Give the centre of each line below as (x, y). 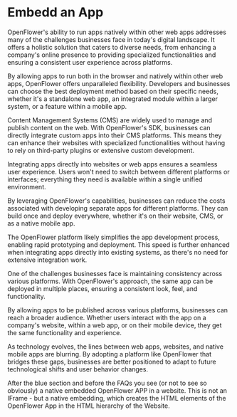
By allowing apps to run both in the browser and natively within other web (115, 76)
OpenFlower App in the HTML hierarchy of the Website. (89, 406)
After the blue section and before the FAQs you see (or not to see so (107, 383)
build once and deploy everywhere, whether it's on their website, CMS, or (115, 216)
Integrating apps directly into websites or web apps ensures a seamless (112, 164)
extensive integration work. (47, 260)
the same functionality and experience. (65, 332)
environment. (27, 186)
